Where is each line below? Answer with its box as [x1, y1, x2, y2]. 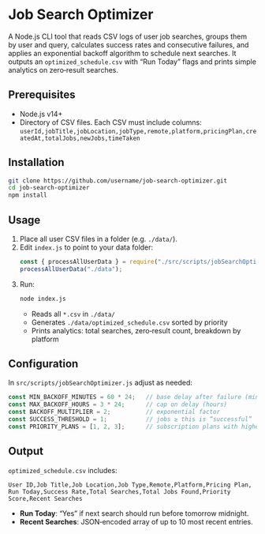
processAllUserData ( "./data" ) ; [19, 265, 123, 273]
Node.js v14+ [19, 109, 63, 118]
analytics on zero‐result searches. [8, 65, 118, 74]
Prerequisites [8, 88, 76, 102]
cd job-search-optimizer [8, 184, 90, 192]
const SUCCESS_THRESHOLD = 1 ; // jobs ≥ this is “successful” [8, 416, 252, 423]
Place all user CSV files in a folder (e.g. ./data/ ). [19, 235, 177, 243]
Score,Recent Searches [8, 495, 83, 502]
